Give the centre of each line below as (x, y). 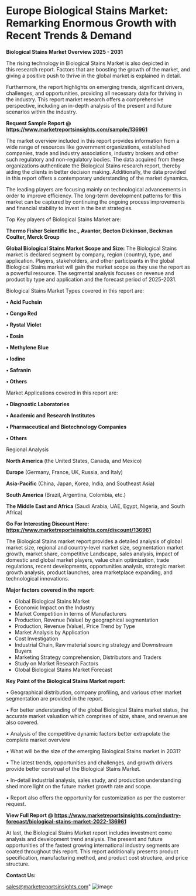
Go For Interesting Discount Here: (48, 523)
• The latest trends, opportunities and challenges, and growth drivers (89, 763)
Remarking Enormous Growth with (91, 23)
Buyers (23, 651)
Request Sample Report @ (39, 123)
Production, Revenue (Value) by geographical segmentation (87, 620)
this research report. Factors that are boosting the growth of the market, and (98, 69)
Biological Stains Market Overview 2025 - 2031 (65, 52)
